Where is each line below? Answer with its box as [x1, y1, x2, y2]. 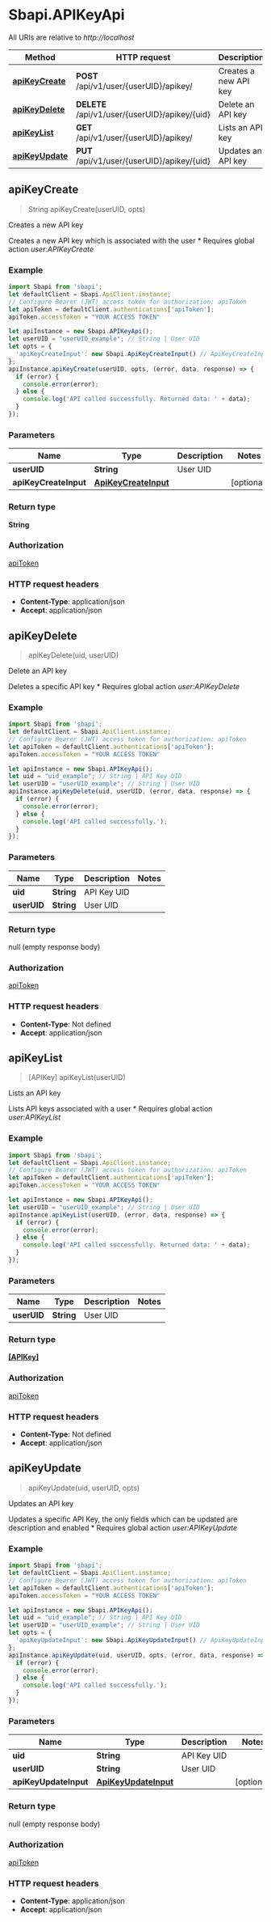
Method [24, 51, 56, 62]
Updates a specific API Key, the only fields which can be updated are [8, 1514, 238, 1524]
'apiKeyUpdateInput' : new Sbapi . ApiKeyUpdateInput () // [15, 1636, 207, 1645]
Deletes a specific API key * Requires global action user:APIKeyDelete [8, 681, 240, 691]
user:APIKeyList [8, 1112, 61, 1122]
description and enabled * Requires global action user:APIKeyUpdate [8, 1522, 238, 1532]
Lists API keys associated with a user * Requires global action [8, 1104, 213, 1114]
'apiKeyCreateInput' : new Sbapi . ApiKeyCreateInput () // [15, 350, 207, 358]
